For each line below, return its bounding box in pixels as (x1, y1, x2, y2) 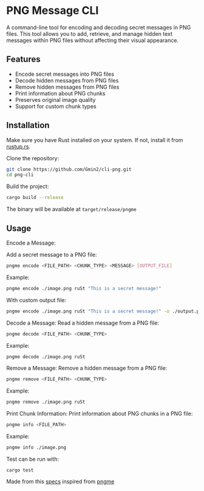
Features (6, 54, 41, 64)
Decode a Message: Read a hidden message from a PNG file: (6, 319, 160, 327)
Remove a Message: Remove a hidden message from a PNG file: (6, 365, 168, 372)
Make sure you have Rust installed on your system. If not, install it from (6, 136, 183, 143)
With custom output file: (6, 296, 67, 303)
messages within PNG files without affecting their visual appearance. (6, 36, 179, 44)
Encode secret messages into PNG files (15, 70, 114, 78)
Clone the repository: (6, 154, 59, 161)
